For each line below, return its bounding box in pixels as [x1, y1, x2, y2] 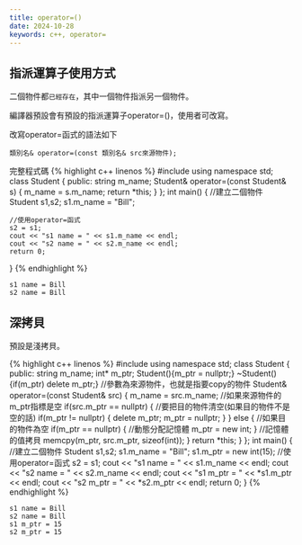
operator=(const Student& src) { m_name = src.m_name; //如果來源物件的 [9, 390, 281, 400]
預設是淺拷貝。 [9, 341, 65, 351]
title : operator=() [9, 13, 83, 22]
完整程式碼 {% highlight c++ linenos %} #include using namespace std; [9, 165, 274, 176]
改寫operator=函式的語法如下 [9, 130, 118, 140]
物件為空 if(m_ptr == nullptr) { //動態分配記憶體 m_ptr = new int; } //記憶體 [16, 424, 289, 434]
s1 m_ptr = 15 [9, 520, 63, 529]
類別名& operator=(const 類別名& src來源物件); [9, 149, 177, 158]
